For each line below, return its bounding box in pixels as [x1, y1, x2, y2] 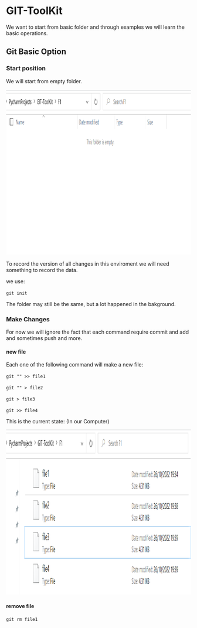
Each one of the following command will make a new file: [6, 361, 144, 368]
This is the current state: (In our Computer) [6, 418, 110, 425]
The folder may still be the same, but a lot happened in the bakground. [6, 300, 176, 307]
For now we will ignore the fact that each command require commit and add [6, 328, 189, 335]
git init [6, 290, 28, 296]
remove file [6, 602, 35, 609]
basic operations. [6, 29, 48, 36]
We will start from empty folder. [6, 77, 82, 84]
